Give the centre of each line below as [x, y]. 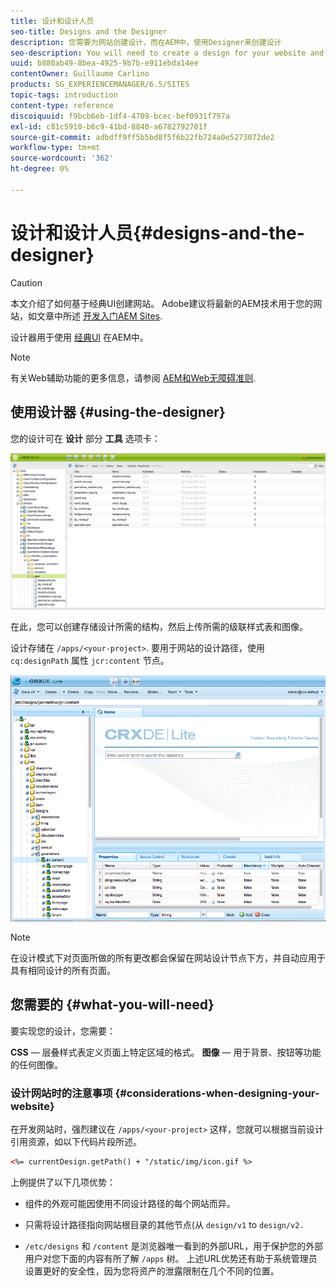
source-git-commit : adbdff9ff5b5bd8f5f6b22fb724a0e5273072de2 [142, 137]
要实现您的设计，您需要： [63, 1031]
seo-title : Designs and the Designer [89, 31]
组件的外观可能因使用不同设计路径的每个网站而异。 [130, 1203]
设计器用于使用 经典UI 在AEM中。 [79, 337]
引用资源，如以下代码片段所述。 [76, 1141]
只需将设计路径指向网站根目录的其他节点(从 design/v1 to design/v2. [164, 1224]
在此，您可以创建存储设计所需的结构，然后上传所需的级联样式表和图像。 [159, 627]
